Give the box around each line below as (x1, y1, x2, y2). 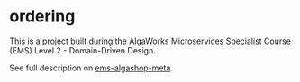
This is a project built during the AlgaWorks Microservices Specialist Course (9, 36, 291, 46)
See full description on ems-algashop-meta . (9, 62, 174, 73)
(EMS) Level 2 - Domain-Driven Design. (9, 45, 156, 55)
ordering (9, 6, 76, 27)
